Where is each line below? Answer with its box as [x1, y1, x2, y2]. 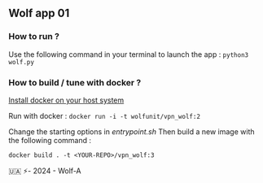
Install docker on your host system [8, 95, 125, 105]
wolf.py [8, 58, 35, 66]
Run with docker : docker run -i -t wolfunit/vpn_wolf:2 [8, 111, 201, 120]
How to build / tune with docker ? [8, 76, 142, 88]
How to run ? [8, 31, 59, 42]
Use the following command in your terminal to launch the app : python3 [8, 49, 249, 59]
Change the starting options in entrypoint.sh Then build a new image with [8, 126, 255, 137]
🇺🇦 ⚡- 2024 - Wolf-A [8, 166, 81, 176]
